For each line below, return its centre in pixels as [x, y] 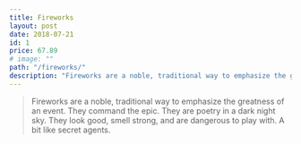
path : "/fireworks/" [48, 68]
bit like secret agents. [71, 130]
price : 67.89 [34, 51]
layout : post [34, 26]
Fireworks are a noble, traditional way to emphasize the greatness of [158, 101]
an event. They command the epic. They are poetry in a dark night [153, 110]
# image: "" [31, 59]
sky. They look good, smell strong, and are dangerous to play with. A [158, 120]
